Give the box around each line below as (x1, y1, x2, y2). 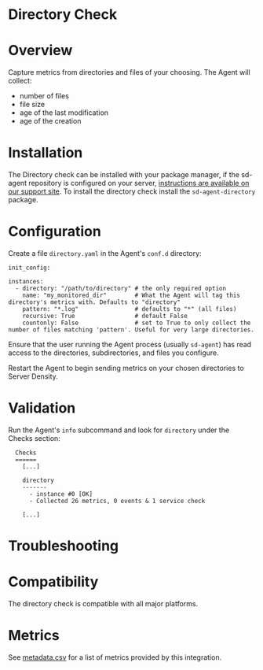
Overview (8, 42, 73, 60)
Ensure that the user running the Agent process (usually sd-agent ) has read (8, 340, 252, 349)
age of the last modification (19, 108, 108, 117)
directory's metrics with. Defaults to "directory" (8, 298, 181, 306)
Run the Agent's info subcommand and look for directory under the (8, 425, 230, 435)
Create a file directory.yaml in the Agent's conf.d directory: (8, 249, 202, 257)
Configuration (8, 223, 102, 241)
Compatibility (8, 573, 99, 591)
